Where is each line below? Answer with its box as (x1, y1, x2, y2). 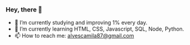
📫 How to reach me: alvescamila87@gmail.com (14, 32, 134, 40)
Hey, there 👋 (5, 5, 43, 14)
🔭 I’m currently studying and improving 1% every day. (14, 19, 148, 26)
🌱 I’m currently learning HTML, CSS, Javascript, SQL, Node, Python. (14, 25, 185, 32)
